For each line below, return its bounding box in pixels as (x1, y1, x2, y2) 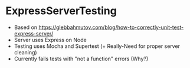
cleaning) (14, 48, 37, 56)
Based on (14, 24, 38, 31)
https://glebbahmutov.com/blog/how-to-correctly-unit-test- (38, 24, 184, 31)
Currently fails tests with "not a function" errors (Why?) (14, 55, 149, 62)
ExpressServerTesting (5, 4, 117, 18)
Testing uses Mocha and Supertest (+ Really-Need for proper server (14, 43, 181, 50)
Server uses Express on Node (14, 36, 87, 43)
